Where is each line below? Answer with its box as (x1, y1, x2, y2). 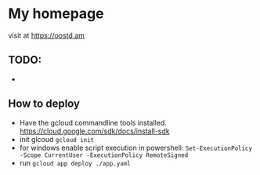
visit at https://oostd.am (8, 31, 85, 40)
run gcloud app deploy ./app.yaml (19, 158, 132, 167)
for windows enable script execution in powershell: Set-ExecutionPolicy (19, 143, 253, 152)
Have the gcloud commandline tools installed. (19, 118, 167, 127)
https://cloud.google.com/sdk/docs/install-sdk (19, 126, 170, 136)
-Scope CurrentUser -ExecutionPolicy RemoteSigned (19, 151, 189, 159)
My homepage (8, 5, 104, 23)
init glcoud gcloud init (19, 134, 95, 144)
